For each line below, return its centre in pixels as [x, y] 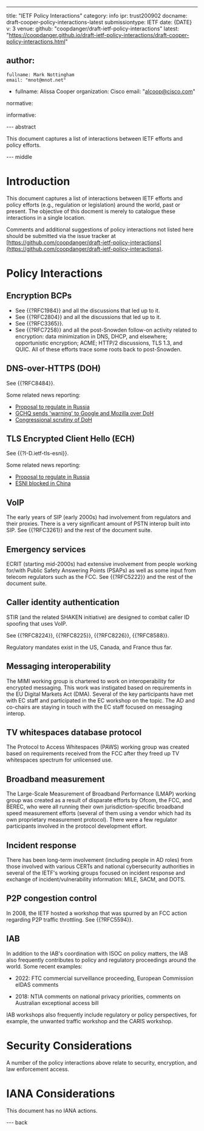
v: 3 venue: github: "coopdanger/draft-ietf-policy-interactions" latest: [93, 29]
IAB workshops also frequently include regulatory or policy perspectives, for [102, 1015]
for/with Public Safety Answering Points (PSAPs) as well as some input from [101, 570]
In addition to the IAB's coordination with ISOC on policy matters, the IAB [97, 953]
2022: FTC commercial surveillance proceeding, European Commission [104, 978]
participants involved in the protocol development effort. [77, 826]
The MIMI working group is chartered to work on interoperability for [91, 681]
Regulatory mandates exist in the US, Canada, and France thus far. [90, 647]
